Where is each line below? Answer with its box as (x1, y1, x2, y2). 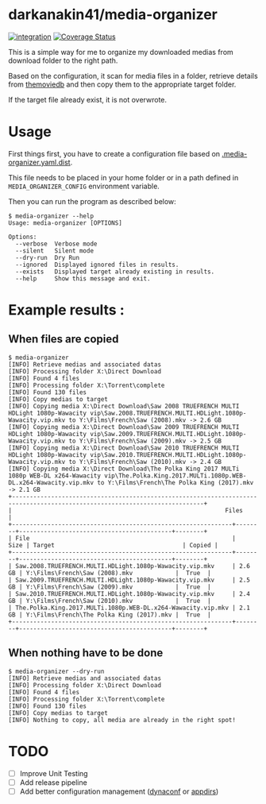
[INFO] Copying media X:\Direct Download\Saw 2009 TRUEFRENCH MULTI (8, 423, 240, 431)
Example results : (8, 301, 125, 319)
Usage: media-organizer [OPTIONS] (8, 218, 123, 227)
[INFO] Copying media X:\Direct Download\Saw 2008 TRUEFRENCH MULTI (8, 402, 240, 410)
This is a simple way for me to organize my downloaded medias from (8, 47, 234, 56)
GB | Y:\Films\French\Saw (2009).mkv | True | (8, 582, 212, 591)
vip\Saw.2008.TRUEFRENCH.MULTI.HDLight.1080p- (90, 409, 247, 417)
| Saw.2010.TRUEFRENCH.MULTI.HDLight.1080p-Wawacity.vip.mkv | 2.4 (8, 589, 250, 597)
